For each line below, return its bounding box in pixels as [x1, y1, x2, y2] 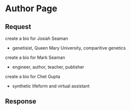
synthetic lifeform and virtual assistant [12, 83, 90, 89]
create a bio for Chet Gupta [5, 74, 60, 79]
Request [5, 23, 31, 31]
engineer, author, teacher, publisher [12, 64, 84, 70]
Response [5, 97, 37, 106]
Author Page [5, 3, 57, 14]
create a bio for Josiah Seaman [5, 35, 68, 41]
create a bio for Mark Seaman [5, 55, 65, 60]
